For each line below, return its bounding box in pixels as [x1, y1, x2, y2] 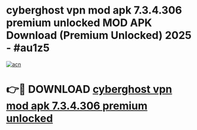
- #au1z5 [6, 41, 50, 55]
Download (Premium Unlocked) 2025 [6, 29, 192, 42]
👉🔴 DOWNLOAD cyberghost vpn [6, 83, 173, 96]
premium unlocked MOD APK [6, 16, 153, 30]
